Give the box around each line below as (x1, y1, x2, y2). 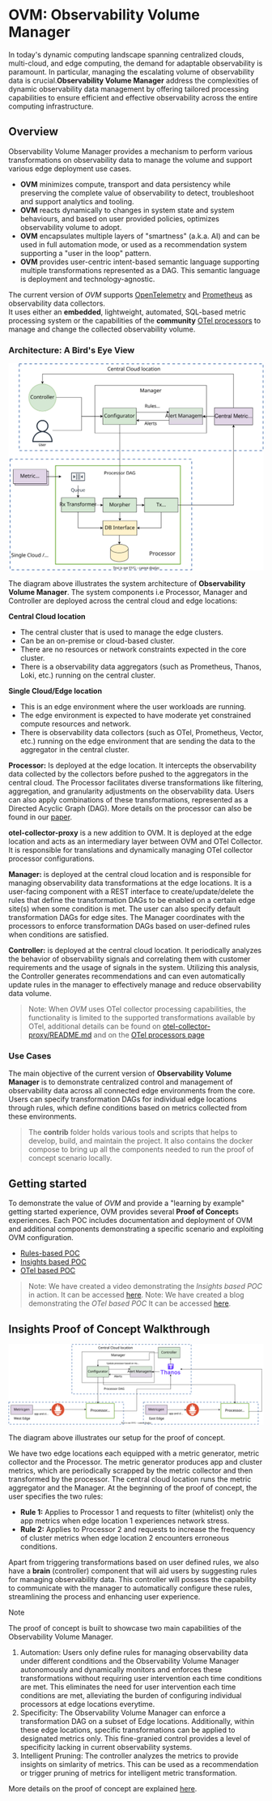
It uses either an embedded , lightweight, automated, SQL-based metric (8, 306, 247, 317)
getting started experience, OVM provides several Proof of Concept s (8, 1207, 239, 1217)
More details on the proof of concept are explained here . (8, 1784, 198, 1794)
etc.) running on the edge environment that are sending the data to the (19, 736, 256, 746)
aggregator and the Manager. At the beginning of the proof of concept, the (8, 1483, 257, 1493)
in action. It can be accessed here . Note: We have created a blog (28, 1290, 244, 1300)
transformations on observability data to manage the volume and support (8, 155, 253, 165)
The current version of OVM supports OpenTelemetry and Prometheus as (8, 289, 253, 299)
